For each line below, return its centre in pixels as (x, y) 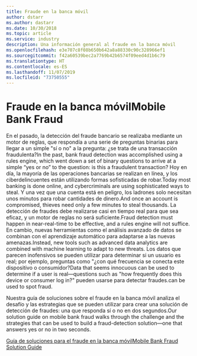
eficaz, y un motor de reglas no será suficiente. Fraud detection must (90, 218)
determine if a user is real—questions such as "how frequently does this (94, 274)
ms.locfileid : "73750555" (38, 77)
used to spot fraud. (30, 287)
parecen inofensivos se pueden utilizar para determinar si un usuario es (93, 255)
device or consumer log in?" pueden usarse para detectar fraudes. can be (96, 280)
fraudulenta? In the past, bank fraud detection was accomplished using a (94, 155)
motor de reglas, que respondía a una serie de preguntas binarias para (92, 142)
